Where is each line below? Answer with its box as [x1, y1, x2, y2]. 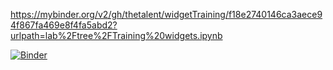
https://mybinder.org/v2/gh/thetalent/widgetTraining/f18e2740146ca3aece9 [10, 9, 323, 20]
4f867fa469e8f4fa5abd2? [10, 19, 118, 31]
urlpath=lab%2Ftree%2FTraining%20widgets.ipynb [10, 30, 223, 41]
